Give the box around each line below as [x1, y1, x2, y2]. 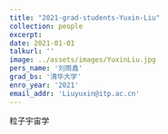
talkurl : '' [9, 47, 54, 56]
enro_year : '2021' [9, 81, 79, 90]
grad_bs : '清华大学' [9, 72, 82, 81]
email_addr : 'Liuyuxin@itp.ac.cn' [9, 89, 141, 98]
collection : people [9, 22, 84, 31]
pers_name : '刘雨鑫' [9, 64, 84, 73]
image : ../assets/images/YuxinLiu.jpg [9, 55, 156, 64]
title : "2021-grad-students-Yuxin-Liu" [9, 13, 161, 23]
